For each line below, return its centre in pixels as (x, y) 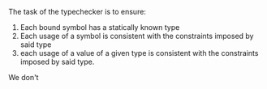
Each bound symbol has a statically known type (100, 27)
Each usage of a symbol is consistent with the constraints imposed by (137, 36)
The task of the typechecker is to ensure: (77, 12)
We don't (24, 77)
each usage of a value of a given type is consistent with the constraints (139, 53)
